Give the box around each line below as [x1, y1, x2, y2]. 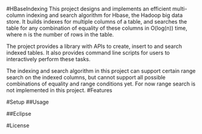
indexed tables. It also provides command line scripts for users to [6, 49, 170, 56]
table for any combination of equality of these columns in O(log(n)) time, [6, 24, 187, 32]
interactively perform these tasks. [6, 56, 91, 62]
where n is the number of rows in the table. [6, 31, 114, 38]
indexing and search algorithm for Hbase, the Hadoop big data [26, 12, 183, 19]
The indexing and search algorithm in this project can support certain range [6, 67, 196, 75]
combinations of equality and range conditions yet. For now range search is [6, 80, 196, 87]
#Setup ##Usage [6, 98, 49, 106]
